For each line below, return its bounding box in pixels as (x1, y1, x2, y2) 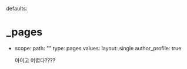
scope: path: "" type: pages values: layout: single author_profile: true (14, 44, 182, 51)
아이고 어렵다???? (14, 57, 56, 64)
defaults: (6, 5, 28, 12)
